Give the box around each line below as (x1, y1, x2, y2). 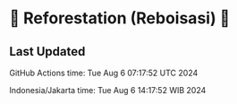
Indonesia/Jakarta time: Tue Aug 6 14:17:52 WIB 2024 (9, 85, 207, 95)
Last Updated (9, 44, 86, 59)
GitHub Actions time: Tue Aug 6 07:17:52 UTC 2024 (9, 67, 199, 78)
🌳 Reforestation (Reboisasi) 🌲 (9, 8, 231, 29)
